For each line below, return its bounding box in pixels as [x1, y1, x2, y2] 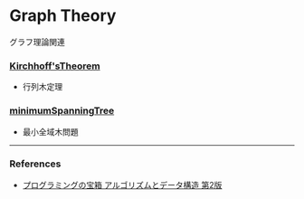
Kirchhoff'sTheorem [9, 60, 101, 72]
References [9, 157, 62, 170]
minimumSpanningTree [9, 105, 115, 118]
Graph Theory [9, 5, 117, 26]
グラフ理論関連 [9, 36, 65, 47]
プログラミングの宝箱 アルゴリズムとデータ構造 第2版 [22, 179, 223, 190]
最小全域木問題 [22, 126, 79, 137]
